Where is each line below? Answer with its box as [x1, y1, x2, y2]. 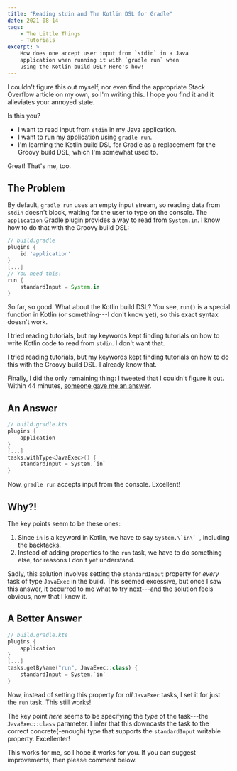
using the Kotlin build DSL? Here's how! [20, 63, 144, 70]
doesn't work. [7, 318, 48, 326]
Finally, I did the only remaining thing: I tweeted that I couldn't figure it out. [7, 374, 225, 383]
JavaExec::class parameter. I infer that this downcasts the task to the [7, 719, 209, 728]
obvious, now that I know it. [7, 592, 88, 600]
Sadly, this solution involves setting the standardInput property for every [7, 569, 219, 578]
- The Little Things [20, 30, 81, 38]
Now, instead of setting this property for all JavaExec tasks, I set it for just [7, 690, 221, 699]
